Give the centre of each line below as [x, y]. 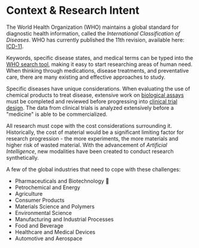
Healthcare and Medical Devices [55, 232]
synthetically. [22, 157]
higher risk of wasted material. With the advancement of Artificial [87, 145]
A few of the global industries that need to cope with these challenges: [94, 169]
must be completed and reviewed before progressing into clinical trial [92, 101]
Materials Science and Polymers [55, 206]
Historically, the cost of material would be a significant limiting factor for [95, 132]
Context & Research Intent [73, 11]
